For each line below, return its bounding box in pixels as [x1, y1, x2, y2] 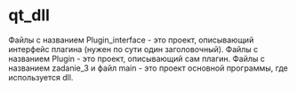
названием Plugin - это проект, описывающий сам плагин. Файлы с [8, 53, 266, 64]
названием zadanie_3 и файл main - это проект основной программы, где [8, 63, 288, 73]
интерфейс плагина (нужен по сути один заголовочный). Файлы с [8, 43, 259, 54]
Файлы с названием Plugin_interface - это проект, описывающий [8, 34, 254, 45]
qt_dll [8, 5, 51, 26]
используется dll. [8, 72, 74, 82]
